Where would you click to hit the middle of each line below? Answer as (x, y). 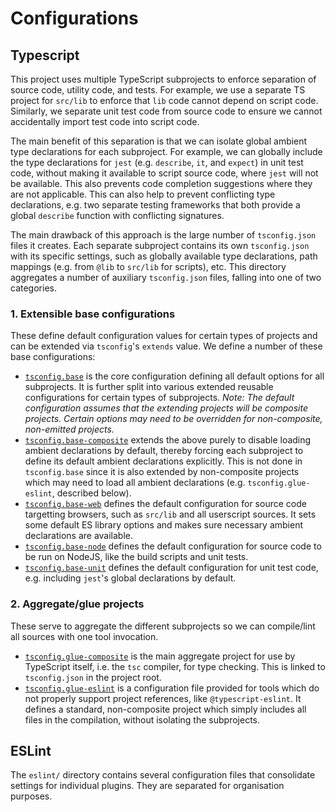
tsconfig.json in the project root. (93, 677)
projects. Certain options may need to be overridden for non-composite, (173, 419)
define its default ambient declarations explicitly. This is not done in (163, 461)
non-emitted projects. (69, 429)
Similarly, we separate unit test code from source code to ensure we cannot (166, 111)
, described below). (91, 493)
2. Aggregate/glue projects (77, 604)
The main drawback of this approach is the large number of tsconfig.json (163, 235)
